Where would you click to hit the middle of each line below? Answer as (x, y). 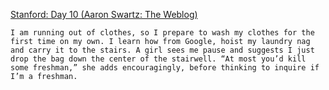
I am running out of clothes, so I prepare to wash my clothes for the (162, 33)
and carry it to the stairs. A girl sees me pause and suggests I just (162, 50)
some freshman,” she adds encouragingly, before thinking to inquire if (165, 68)
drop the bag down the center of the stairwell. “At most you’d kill (158, 59)
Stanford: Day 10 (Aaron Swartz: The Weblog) (104, 14)
